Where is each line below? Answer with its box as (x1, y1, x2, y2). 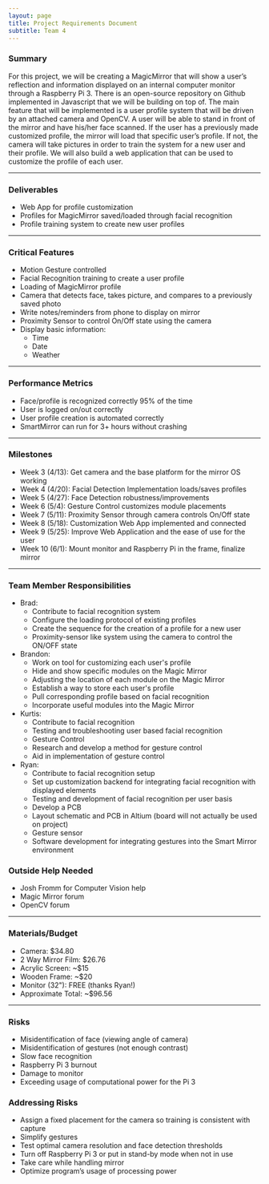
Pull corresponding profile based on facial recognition (31, 692, 210, 701)
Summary (8, 53, 48, 64)
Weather (31, 350, 61, 360)
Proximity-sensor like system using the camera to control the (31, 632, 233, 642)
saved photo (19, 299, 62, 309)
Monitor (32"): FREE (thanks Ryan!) (19, 980, 136, 990)
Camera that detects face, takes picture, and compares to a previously (19, 290, 253, 301)
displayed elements (31, 786, 97, 795)
